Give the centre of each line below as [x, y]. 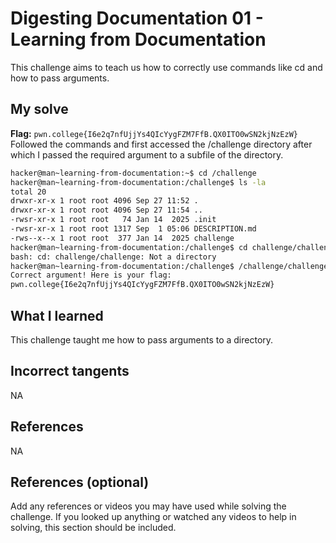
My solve [39, 109]
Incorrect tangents [70, 371]
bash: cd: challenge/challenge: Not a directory [113, 257]
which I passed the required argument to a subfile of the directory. [147, 154]
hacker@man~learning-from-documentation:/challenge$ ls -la [138, 182]
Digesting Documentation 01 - [137, 18]
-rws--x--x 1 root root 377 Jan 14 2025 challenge [122, 238]
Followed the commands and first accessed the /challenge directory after [161, 144]
